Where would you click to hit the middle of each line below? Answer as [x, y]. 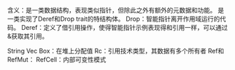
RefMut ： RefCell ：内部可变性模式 [57, 60]
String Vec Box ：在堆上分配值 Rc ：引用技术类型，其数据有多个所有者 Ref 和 [116, 51]
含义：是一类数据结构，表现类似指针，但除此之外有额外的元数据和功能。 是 [116, 10]
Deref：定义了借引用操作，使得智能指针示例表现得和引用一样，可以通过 [124, 27]
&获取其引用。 [28, 36]
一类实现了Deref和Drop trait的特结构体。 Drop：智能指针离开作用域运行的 [114, 19]
